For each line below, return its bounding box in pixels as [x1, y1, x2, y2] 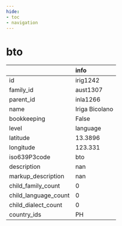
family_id [9, 86, 34, 94]
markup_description [9, 172, 65, 181]
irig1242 [75, 76, 100, 84]
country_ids [9, 211, 41, 219]
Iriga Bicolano [75, 105, 114, 113]
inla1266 [75, 96, 101, 104]
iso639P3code [9, 153, 51, 161]
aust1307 [75, 86, 103, 94]
